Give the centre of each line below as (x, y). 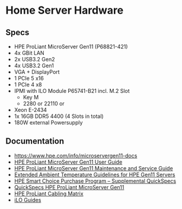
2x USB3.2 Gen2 (34, 59)
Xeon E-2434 (31, 110)
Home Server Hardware (65, 10)
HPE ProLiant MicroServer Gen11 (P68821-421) (71, 46)
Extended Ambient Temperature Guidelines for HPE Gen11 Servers (95, 174)
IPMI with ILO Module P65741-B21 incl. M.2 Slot (72, 91)
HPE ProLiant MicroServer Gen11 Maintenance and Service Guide (93, 168)
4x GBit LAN (29, 53)
